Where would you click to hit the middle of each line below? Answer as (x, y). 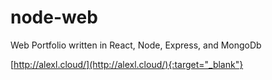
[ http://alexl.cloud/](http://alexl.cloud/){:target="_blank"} (127, 64)
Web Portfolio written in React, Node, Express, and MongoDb (136, 45)
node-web (54, 17)
